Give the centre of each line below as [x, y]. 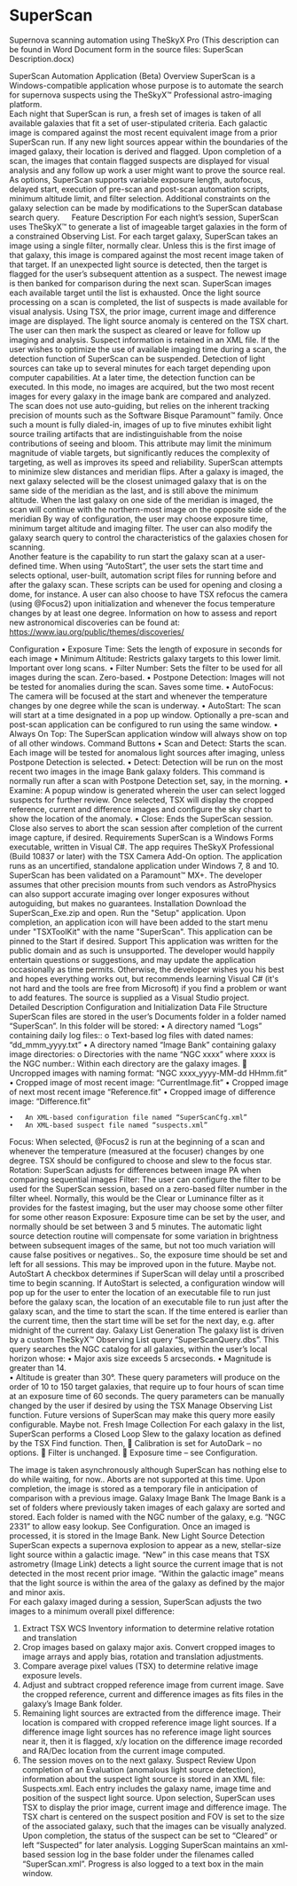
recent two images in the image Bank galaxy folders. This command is [137, 771]
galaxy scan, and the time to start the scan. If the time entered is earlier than [148, 1311]
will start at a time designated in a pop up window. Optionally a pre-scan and [149, 715]
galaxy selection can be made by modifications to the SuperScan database [146, 207]
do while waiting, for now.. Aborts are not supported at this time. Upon [137, 1479]
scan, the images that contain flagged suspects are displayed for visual [139, 160]
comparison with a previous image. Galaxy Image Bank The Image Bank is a [148, 1498]
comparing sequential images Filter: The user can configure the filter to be [145, 1179]
